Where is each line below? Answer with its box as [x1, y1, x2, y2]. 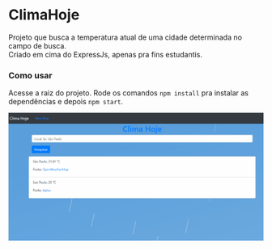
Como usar [8, 70, 53, 81]
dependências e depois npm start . [8, 97, 124, 107]
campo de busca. [8, 40, 67, 50]
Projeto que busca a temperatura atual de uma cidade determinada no [8, 32, 243, 42]
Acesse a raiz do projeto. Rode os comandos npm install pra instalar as [8, 88, 249, 98]
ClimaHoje [8, 6, 80, 24]
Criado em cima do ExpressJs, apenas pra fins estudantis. [8, 49, 202, 59]
